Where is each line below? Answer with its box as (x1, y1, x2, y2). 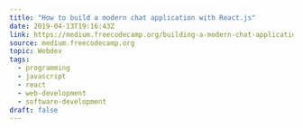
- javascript (17, 72, 67, 81)
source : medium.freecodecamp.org (9, 38, 135, 48)
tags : (9, 55, 30, 64)
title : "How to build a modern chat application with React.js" (9, 13, 256, 23)
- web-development (17, 88, 87, 97)
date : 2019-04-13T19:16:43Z (9, 22, 115, 31)
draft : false (9, 105, 59, 114)
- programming (17, 64, 70, 73)
